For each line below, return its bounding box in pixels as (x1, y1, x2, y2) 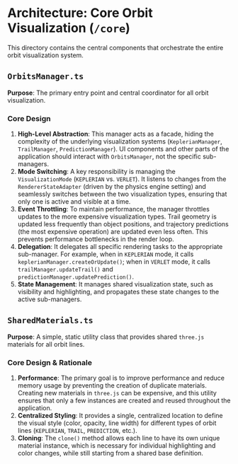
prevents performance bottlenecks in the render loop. (17, 235, 175, 243)
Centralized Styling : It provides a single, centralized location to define (17, 412, 223, 420)
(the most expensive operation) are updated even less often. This (17, 228, 208, 236)
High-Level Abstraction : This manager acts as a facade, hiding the (17, 129, 214, 139)
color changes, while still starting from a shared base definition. (17, 449, 204, 458)
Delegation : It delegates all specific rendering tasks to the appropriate (17, 243, 223, 251)
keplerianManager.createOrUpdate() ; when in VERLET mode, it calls (17, 257, 211, 266)
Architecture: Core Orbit (7, 5, 154, 21)
